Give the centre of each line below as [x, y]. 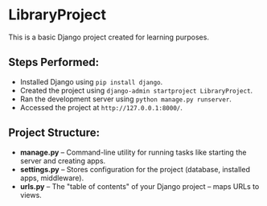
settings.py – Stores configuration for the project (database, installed [135, 169]
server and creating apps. [63, 161]
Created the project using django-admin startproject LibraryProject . [136, 90]
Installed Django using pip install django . [91, 81]
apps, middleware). [52, 178]
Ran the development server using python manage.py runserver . [125, 99]
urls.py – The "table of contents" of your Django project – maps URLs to [140, 186]
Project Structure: [54, 133]
